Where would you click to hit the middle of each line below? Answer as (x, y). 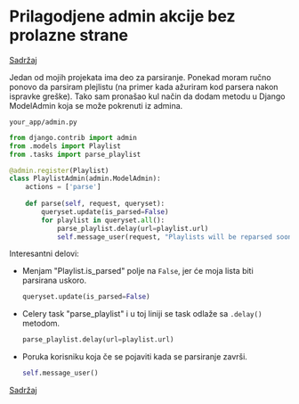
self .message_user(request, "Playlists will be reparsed (165, 237)
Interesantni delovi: (44, 254)
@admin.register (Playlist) (59, 170)
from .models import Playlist (65, 146)
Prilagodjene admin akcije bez (122, 16)
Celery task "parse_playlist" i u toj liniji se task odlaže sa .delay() (142, 314)
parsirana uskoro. (54, 280)
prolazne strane (69, 35)
